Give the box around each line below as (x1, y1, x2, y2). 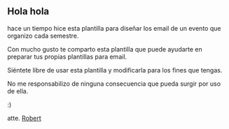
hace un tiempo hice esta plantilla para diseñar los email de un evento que (7, 24, 221, 32)
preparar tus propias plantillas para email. (7, 52, 127, 61)
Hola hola (7, 6, 50, 17)
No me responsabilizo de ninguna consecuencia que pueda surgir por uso (7, 79, 221, 88)
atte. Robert (7, 114, 42, 122)
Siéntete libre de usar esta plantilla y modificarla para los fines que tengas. (7, 66, 223, 74)
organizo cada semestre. (7, 31, 79, 40)
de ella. (7, 86, 29, 95)
